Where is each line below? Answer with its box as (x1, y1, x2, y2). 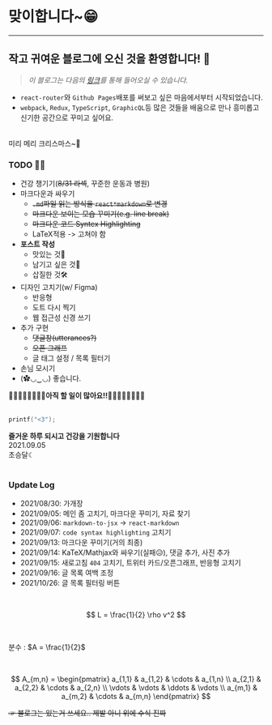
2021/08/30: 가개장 (19, 499, 83, 509)
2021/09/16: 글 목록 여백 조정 (19, 568, 114, 578)
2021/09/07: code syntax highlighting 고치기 (19, 527, 172, 537)
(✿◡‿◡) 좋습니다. (19, 373, 82, 383)
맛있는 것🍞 (32, 249, 66, 259)
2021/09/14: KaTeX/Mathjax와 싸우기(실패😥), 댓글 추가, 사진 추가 (19, 548, 231, 557)
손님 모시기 (19, 364, 56, 373)
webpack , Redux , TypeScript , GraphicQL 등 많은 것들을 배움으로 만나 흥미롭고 (19, 102, 260, 112)
